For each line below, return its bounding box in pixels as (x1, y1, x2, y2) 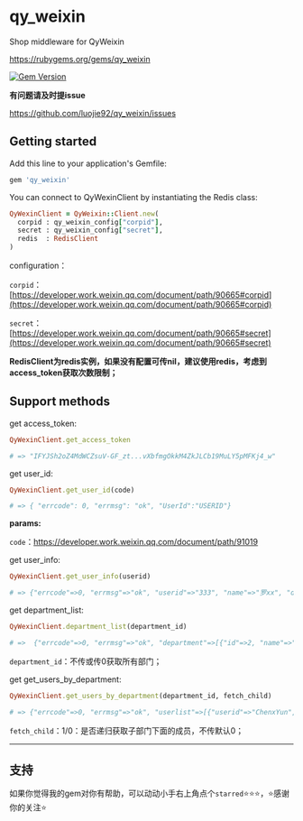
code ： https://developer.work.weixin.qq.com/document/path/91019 (9, 537, 259, 548)
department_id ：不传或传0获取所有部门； (9, 656, 162, 667)
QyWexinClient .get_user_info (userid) (9, 572, 151, 581)
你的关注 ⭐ (9, 802, 47, 813)
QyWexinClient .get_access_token (9, 435, 131, 444)
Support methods (9, 394, 111, 410)
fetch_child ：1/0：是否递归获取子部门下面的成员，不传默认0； (9, 724, 244, 736)
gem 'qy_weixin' (9, 175, 70, 184)
